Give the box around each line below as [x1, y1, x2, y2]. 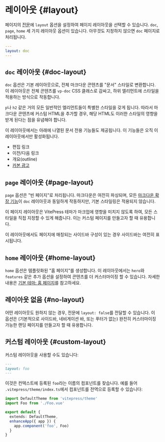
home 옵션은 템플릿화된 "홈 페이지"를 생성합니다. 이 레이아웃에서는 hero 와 [5, 268, 145, 273]
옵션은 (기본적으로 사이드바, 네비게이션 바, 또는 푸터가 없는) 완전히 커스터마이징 [5, 316, 156, 321]
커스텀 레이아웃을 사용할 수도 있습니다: [5, 351, 79, 357]
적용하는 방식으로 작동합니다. [5, 94, 60, 100]
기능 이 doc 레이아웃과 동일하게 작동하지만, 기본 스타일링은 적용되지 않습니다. [10, 198, 156, 204]
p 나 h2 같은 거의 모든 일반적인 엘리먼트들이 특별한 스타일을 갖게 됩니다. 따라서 [5, 104, 153, 111]
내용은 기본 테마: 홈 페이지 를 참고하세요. [5, 280, 81, 285]
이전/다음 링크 [12, 150, 39, 156]
